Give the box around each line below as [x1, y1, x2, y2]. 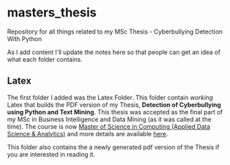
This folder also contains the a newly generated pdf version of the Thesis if [7, 142, 220, 151]
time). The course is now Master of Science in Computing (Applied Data [7, 122, 211, 131]
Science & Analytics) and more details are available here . [7, 129, 168, 138]
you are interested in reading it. [7, 150, 95, 158]
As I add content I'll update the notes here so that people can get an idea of [7, 48, 221, 56]
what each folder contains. [7, 55, 83, 63]
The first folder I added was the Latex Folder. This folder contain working [7, 93, 214, 101]
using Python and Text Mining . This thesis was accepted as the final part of [7, 107, 223, 116]
